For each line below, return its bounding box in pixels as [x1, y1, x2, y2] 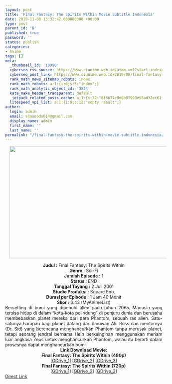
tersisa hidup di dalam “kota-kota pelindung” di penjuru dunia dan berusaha [5, 310, 163, 316]
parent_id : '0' [5, 26, 37, 31]
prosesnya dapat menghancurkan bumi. [5, 342, 87, 348]
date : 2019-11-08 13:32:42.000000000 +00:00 [5, 16, 99, 21]
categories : [5, 44, 30, 49]
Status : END [70, 278, 97, 284]
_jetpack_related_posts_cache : [9, 95, 75, 100]
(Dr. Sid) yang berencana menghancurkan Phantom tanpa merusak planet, [5, 326, 163, 332]
